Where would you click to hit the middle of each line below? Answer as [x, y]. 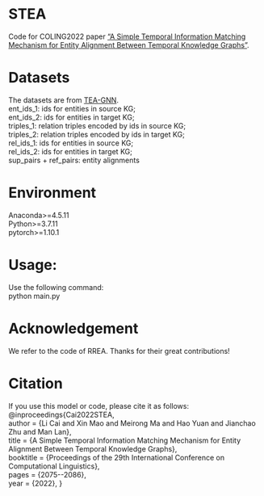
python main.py [34, 296]
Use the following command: [56, 287]
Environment [52, 193]
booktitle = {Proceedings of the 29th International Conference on [116, 457]
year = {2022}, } [36, 483]
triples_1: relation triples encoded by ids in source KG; [97, 125]
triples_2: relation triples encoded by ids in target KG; [97, 134]
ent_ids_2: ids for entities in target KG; [71, 117]
